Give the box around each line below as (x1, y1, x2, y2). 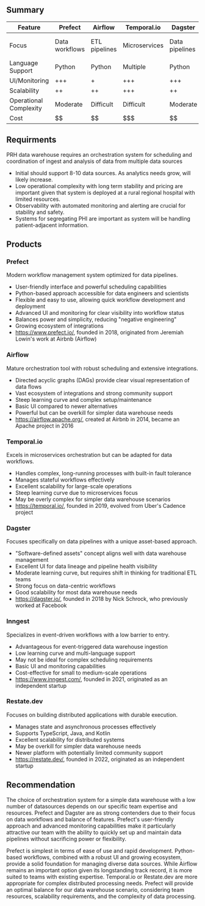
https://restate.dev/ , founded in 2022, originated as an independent (15, 755, 185, 763)
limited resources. (15, 195, 61, 203)
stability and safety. (15, 208, 65, 216)
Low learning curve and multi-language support (15, 649, 135, 657)
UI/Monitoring (9, 76, 49, 85)
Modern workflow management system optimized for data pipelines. (6, 271, 178, 279)
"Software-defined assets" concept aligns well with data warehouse (15, 549, 187, 557)
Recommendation (6, 780, 75, 790)
